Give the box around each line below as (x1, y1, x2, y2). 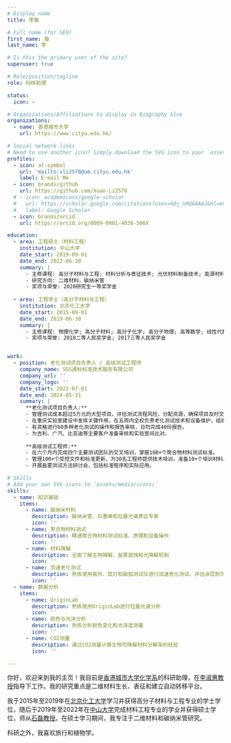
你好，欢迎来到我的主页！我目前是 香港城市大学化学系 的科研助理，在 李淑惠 (7, 673, 218, 682)
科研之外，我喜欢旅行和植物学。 (7, 729, 98, 737)
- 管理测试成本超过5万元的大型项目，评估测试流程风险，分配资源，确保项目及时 (25, 411, 219, 418)
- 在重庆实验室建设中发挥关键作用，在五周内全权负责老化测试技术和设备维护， (25, 417, 217, 424)
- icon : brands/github (13, 181, 78, 188)
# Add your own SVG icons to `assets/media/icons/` (7, 481, 158, 488)
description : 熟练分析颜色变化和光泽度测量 (32, 622, 144, 629)
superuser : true (7, 61, 54, 68)
